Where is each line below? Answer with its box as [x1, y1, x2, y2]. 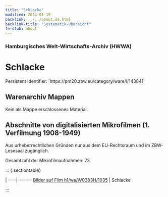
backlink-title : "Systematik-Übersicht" [5, 21, 92, 27]
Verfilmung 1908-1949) [5, 129, 81, 137]
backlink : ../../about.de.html [5, 17, 71, 22]
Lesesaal [5, 147, 24, 154]
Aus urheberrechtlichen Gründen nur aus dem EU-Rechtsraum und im [5, 142, 150, 148]
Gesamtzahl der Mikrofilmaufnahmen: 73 [5, 157, 90, 163]
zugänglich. [25, 147, 49, 154]
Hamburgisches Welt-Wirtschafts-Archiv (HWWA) [5, 43, 132, 50]
